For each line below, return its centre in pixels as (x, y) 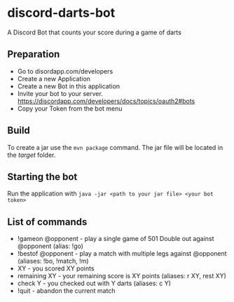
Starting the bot (42, 177)
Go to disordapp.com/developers (65, 71)
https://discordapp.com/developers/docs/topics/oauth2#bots (106, 101)
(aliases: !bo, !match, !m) (53, 261)
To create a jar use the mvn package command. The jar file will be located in (115, 147)
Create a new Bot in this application (69, 86)
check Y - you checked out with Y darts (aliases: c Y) (94, 283)
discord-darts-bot (61, 13)
